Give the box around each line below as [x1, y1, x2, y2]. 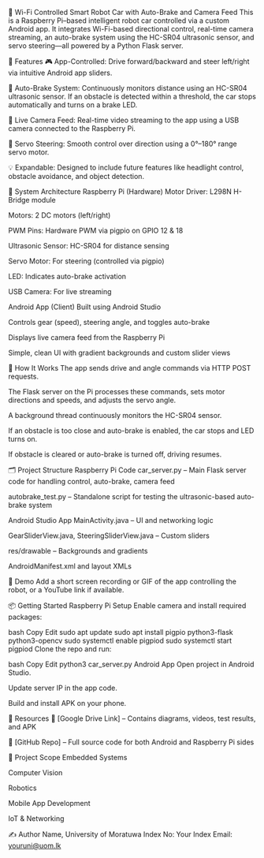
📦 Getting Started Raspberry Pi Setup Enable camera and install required [8, 601, 247, 610]
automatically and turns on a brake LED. [8, 100, 138, 110]
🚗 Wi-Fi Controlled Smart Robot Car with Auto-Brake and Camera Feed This [8, 8, 254, 17]
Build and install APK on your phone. [8, 699, 127, 707]
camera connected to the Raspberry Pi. [8, 124, 136, 133]
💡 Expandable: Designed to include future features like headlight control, [8, 162, 244, 172]
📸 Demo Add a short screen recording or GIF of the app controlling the [8, 576, 237, 586]
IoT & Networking [8, 814, 65, 823]
